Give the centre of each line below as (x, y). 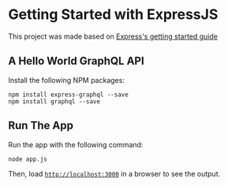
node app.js (28, 159)
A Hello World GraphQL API (76, 61)
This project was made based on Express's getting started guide (113, 36)
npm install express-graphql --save (68, 95)
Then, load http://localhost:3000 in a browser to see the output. (114, 173)
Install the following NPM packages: (66, 80)
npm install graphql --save (54, 101)
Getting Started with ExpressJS (113, 15)
